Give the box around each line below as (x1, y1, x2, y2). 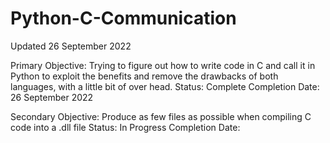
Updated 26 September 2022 (10, 40, 132, 52)
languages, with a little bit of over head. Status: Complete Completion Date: (10, 80, 320, 92)
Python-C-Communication (10, 7, 237, 30)
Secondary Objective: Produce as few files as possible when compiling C (10, 110, 312, 122)
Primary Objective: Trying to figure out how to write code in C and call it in (10, 59, 316, 71)
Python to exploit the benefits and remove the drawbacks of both (10, 70, 279, 82)
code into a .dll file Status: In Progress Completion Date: (10, 121, 241, 133)
